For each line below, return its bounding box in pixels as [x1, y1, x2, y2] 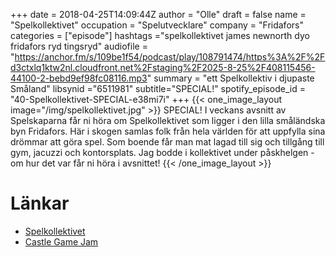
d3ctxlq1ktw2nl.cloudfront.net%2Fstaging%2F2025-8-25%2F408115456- [10, 62, 316, 73]
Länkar [10, 192, 70, 215]
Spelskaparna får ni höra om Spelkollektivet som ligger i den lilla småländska [10, 115, 326, 126]
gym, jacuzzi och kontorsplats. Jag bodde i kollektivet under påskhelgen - [10, 147, 315, 158]
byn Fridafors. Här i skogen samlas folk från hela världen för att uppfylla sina [10, 125, 326, 137]
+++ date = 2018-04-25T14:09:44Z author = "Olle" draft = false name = [10, 9, 307, 20]
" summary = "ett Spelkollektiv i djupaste [146, 72, 315, 84]
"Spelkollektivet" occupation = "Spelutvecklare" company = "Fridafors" [10, 19, 304, 31]
